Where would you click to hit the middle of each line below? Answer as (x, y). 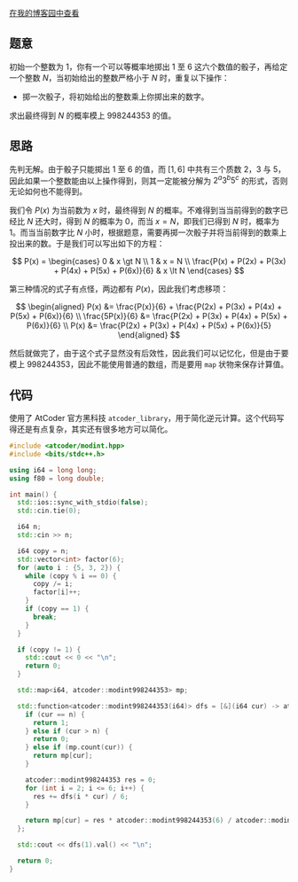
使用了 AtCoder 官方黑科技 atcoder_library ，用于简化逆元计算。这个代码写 (147, 418)
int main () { (33, 495)
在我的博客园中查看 (44, 13)
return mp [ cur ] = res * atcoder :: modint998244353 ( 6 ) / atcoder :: (149, 821)
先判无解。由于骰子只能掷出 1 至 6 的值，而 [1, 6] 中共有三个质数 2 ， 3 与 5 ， (148, 169)
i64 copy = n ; (43, 551)
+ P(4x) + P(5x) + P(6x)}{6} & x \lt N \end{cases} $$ (149, 271)
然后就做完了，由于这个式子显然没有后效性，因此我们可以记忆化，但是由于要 (149, 354)
